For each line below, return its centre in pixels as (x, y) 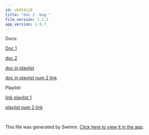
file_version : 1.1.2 (27, 19)
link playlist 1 (18, 97)
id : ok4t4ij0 (19, 10)
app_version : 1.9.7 (26, 24)
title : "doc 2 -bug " (28, 15)
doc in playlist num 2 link (31, 78)
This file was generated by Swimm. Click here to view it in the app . (75, 127)
